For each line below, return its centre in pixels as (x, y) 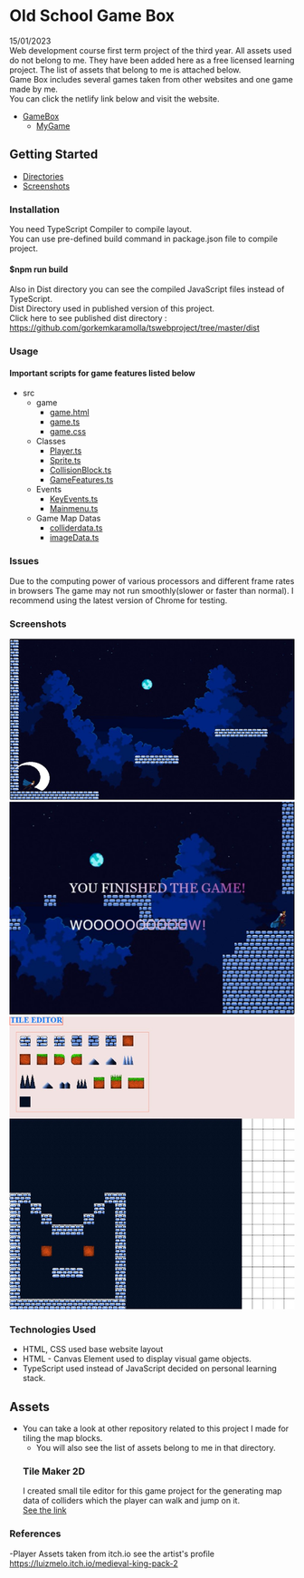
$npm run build (39, 269)
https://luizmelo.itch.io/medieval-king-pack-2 (94, 1563)
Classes (51, 442)
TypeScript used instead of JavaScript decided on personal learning (150, 1369)
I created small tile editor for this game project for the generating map (152, 1491)
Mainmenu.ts (74, 509)
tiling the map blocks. (62, 1438)
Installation (35, 209)
